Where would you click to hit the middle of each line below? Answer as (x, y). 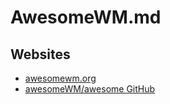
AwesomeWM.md (86, 17)
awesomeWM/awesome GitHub (90, 89)
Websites (40, 54)
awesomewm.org (60, 78)
